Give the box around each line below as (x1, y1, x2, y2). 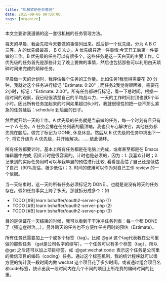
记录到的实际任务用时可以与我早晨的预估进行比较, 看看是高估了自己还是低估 (5, 159, 159, 165)
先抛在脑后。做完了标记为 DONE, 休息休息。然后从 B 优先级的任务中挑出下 (5, 130, 157, 136)
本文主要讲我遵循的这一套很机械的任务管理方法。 (5, 31, 105, 36)
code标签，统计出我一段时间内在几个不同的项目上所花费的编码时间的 (9, 266, 150, 272)
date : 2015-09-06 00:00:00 (5, 12, 61, 17)
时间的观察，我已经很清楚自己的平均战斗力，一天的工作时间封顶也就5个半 (9, 95, 160, 101)
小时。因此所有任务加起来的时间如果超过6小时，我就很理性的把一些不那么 (5, 101, 155, 106)
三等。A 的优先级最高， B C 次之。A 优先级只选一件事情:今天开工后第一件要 (5, 47, 159, 53)
